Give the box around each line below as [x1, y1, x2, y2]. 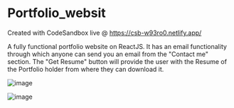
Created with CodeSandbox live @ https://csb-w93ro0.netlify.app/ [7, 28, 202, 37]
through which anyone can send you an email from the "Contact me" [7, 50, 208, 58]
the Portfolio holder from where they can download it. [7, 65, 164, 73]
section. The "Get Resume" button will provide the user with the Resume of [7, 57, 228, 65]
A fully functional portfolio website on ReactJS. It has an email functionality [7, 42, 228, 50]
